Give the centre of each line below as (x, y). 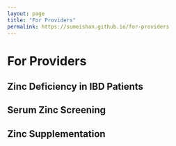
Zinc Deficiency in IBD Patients (75, 87)
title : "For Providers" (42, 20)
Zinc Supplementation (56, 134)
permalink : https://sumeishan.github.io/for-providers (88, 26)
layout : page (26, 14)
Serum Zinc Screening (57, 110)
